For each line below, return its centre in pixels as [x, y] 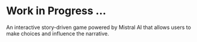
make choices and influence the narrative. [58, 33]
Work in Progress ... [56, 11]
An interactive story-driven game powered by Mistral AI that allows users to [99, 27]
